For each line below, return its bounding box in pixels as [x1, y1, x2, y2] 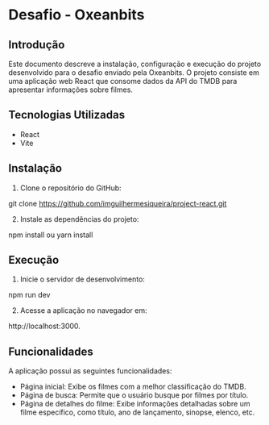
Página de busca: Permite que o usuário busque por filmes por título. [19, 390, 249, 400]
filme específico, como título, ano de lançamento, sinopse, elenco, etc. [19, 407, 255, 417]
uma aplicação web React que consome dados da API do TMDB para [8, 77, 238, 85]
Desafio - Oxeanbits [8, 6, 145, 24]
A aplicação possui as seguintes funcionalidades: [8, 366, 172, 376]
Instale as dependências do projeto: [19, 214, 139, 223]
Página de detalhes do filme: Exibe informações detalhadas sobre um [19, 399, 250, 409]
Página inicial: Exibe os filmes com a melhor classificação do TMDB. [19, 381, 247, 392]
